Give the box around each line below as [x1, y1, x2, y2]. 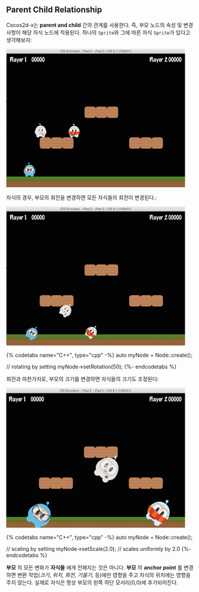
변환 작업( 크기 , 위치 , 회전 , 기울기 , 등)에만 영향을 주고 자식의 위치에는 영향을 [17, 571, 191, 578]
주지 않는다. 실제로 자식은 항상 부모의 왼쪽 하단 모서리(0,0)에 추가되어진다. [6, 579, 179, 586]
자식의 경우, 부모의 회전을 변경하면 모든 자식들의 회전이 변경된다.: [6, 194, 157, 201]
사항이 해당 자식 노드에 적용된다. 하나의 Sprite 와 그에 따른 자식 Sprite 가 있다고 [6, 29, 191, 36]
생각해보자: [6, 36, 32, 44]
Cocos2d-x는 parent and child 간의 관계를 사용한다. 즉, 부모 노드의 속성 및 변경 [6, 21, 194, 29]
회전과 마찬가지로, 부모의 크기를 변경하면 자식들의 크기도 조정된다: [6, 375, 159, 382]
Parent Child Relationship [6, 5, 102, 15]
